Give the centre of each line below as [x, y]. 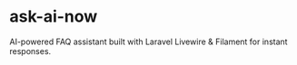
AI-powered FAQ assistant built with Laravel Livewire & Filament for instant [148, 42]
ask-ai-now [54, 17]
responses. [30, 51]
